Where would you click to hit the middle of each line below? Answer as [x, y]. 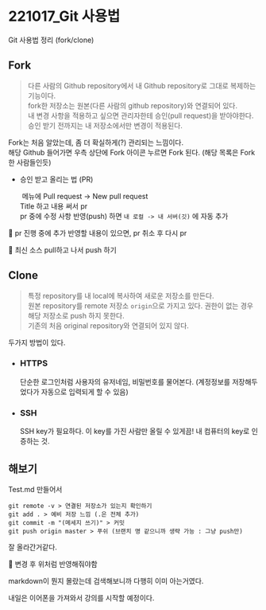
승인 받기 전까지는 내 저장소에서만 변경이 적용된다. [105, 125]
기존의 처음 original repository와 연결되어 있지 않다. [108, 325]
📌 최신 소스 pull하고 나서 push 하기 [62, 250]
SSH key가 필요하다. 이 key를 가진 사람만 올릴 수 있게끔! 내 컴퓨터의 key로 [135, 432]
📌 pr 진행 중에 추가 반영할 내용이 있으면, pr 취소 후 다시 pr [98, 233]
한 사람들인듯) [30, 162]
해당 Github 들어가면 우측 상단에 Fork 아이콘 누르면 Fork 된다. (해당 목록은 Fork [132, 152]
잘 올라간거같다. [33, 547]
